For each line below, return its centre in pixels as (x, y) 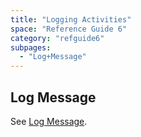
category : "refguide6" (57, 38)
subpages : (31, 47)
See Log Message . (49, 121)
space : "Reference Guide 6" (69, 29)
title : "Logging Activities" (71, 19)
